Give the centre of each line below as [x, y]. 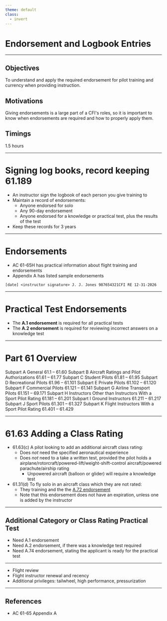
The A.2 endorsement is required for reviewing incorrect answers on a [85, 328]
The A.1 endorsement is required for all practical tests [68, 323]
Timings [18, 134]
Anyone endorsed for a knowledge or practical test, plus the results [89, 216]
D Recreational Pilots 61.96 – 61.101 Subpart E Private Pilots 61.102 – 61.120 [81, 382]
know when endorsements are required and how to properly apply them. [79, 118]
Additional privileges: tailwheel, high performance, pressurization [79, 581]
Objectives [22, 68]
